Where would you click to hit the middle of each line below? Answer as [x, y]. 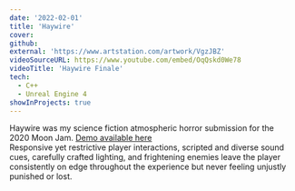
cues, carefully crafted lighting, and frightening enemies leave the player [145, 157]
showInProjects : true [50, 102]
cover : [22, 35]
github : [24, 43]
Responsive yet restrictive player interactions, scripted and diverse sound [147, 147]
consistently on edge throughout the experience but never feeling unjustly [148, 167]
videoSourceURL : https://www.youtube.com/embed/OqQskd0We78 [126, 60]
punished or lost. [41, 176]
